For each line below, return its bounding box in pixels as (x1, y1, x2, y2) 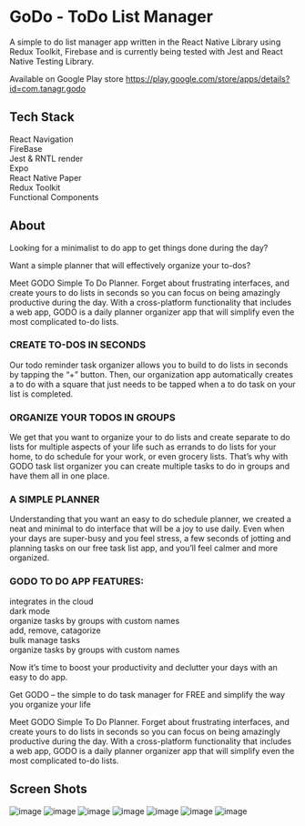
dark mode (9, 605, 50, 616)
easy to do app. (9, 671, 68, 682)
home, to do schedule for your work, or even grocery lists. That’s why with (9, 451, 289, 462)
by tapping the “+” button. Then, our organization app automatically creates (9, 368, 294, 379)
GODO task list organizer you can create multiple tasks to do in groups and (9, 461, 290, 472)
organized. (9, 552, 50, 563)
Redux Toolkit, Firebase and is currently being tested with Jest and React (9, 45, 284, 56)
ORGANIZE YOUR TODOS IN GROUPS (9, 411, 176, 424)
